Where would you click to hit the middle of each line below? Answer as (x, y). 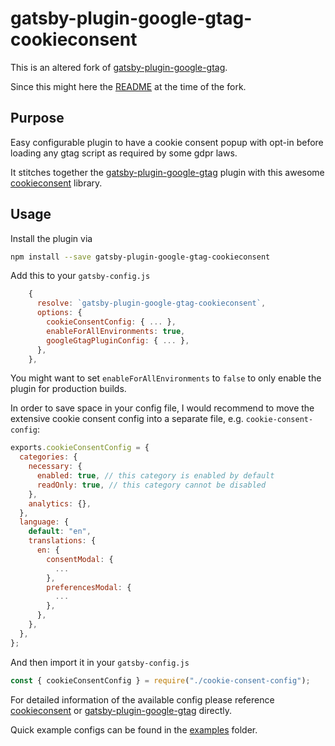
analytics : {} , (60, 503)
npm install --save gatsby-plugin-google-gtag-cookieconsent (140, 257)
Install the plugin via (51, 238)
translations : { (62, 541)
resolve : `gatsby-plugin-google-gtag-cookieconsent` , (151, 303)
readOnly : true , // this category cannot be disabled (151, 485)
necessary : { (55, 467)
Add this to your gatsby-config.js (80, 276)
